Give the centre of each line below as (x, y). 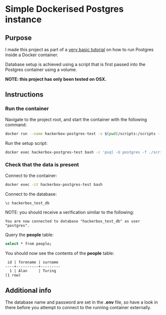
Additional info (28, 290)
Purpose (19, 38)
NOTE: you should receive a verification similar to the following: (70, 212)
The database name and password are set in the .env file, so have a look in (82, 302)
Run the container (27, 108)
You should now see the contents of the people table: (60, 253)
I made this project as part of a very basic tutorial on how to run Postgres (80, 50)
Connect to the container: (31, 175)
